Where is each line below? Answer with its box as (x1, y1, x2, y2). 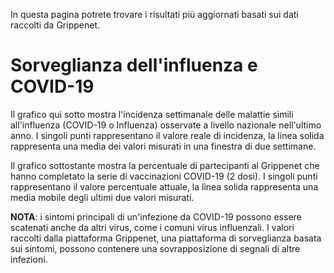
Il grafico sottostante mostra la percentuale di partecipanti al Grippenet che (10, 159, 320, 171)
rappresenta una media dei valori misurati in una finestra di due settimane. (10, 140, 317, 152)
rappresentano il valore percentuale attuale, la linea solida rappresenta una (10, 180, 319, 193)
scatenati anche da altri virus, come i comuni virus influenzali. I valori (10, 221, 295, 233)
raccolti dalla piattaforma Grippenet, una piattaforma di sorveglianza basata (10, 232, 322, 244)
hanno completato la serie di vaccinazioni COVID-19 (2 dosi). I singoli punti (10, 170, 318, 182)
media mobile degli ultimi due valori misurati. (10, 191, 195, 203)
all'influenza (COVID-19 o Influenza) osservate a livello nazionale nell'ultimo (10, 119, 322, 131)
